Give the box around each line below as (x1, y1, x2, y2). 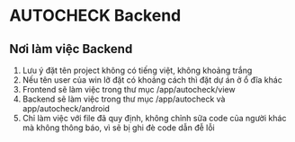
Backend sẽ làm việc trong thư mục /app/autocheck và (22, 93, 226, 104)
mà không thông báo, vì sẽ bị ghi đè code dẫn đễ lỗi (22, 122, 215, 133)
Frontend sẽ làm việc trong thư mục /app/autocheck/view (22, 84, 236, 94)
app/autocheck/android (22, 103, 111, 113)
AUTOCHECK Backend (9, 5, 182, 26)
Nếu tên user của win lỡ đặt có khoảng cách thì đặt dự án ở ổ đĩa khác (22, 75, 283, 85)
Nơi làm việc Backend (9, 41, 133, 57)
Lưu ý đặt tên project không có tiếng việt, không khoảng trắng (22, 65, 253, 75)
